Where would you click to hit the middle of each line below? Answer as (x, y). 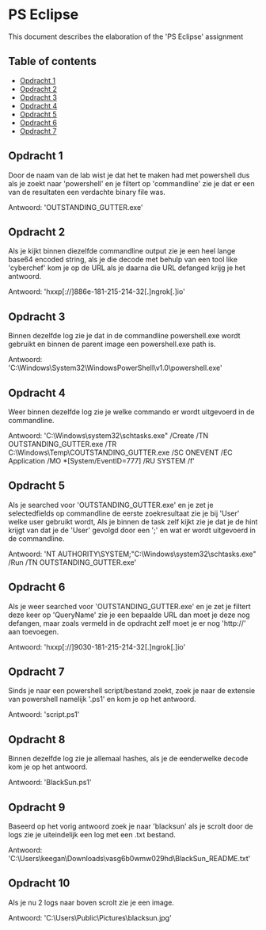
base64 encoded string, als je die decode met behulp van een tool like (123, 260)
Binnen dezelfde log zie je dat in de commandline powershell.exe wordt (124, 336)
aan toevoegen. (34, 631)
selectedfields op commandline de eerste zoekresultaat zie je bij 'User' (124, 513)
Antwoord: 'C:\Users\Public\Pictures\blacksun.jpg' (90, 917)
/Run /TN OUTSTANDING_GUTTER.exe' (72, 562)
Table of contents (52, 61)
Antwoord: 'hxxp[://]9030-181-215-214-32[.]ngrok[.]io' (97, 646)
